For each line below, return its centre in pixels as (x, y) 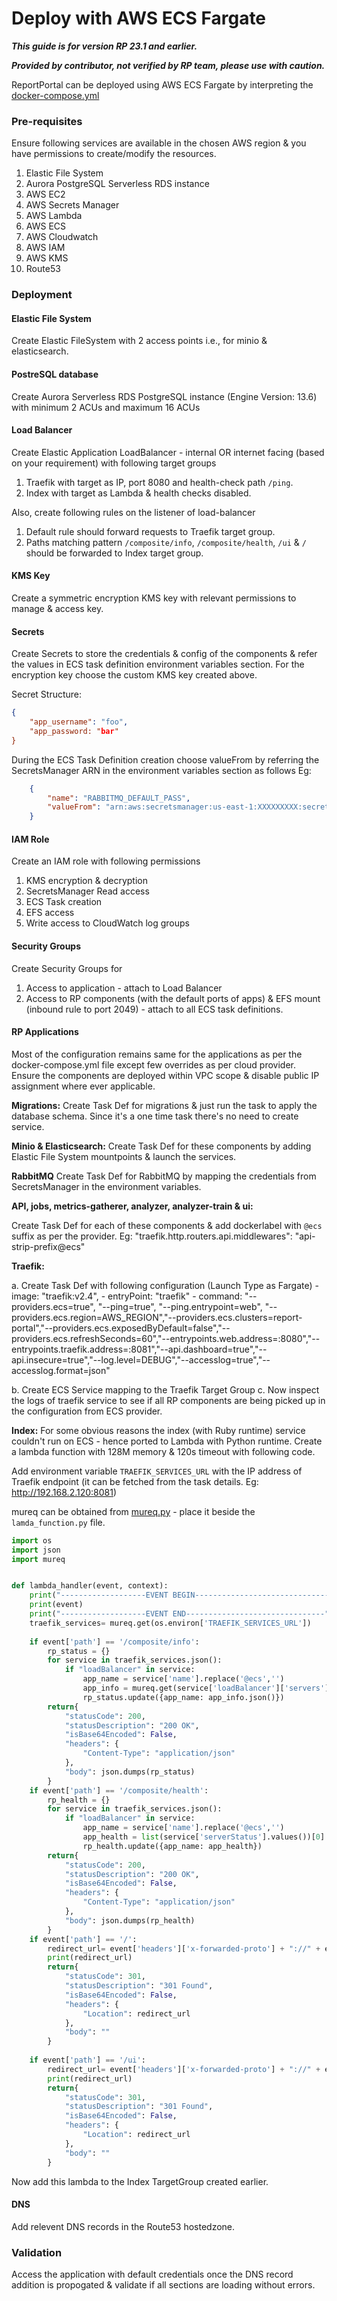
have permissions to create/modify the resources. (114, 154)
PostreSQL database (55, 374)
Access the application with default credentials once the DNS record (152, 2274)
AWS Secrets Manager (72, 205)
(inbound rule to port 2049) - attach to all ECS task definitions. (154, 1009)
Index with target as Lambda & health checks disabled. (138, 493)
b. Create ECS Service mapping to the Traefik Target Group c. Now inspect (165, 1389)
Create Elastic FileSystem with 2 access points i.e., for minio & (139, 341)
